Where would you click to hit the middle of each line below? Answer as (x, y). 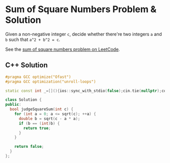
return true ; (37, 128)
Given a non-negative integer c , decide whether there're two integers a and (83, 34)
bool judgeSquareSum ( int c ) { (41, 109)
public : (13, 105)
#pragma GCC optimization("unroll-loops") (51, 81)
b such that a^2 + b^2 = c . (33, 39)
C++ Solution (27, 65)
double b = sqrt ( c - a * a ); (49, 118)
